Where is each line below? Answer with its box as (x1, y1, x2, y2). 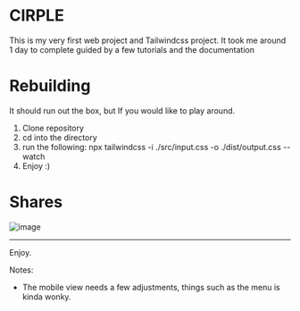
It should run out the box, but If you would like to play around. (9, 105, 236, 116)
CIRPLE (9, 5, 64, 26)
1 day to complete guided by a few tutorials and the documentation (9, 44, 255, 55)
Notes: (9, 265, 34, 275)
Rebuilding (9, 76, 91, 97)
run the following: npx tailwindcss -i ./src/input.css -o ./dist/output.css (21, 141, 281, 152)
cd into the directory (21, 131, 98, 143)
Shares (9, 192, 63, 213)
